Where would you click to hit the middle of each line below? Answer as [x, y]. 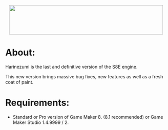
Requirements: [37, 103]
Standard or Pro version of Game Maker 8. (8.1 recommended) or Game [88, 117]
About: [20, 52]
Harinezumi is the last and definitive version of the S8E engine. [71, 67]
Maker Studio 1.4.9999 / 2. [41, 122]
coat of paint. [19, 82]
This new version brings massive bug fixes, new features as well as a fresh [84, 76]
